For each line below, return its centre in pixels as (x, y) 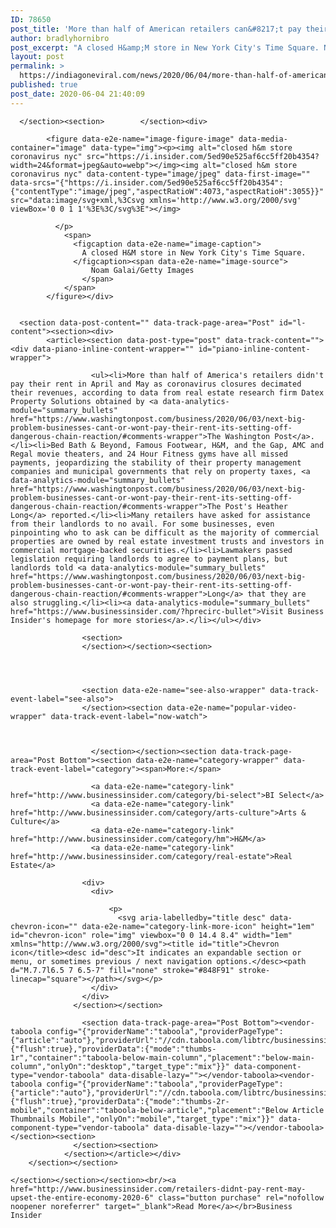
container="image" (48, 147)
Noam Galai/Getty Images (142, 270)
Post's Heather (256, 506)
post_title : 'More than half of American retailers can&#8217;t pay (156, 29)
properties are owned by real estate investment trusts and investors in (167, 541)
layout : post (37, 57)
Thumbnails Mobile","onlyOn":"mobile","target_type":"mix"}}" (142, 1119)
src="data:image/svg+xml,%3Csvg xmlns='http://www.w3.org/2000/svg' (156, 200)
